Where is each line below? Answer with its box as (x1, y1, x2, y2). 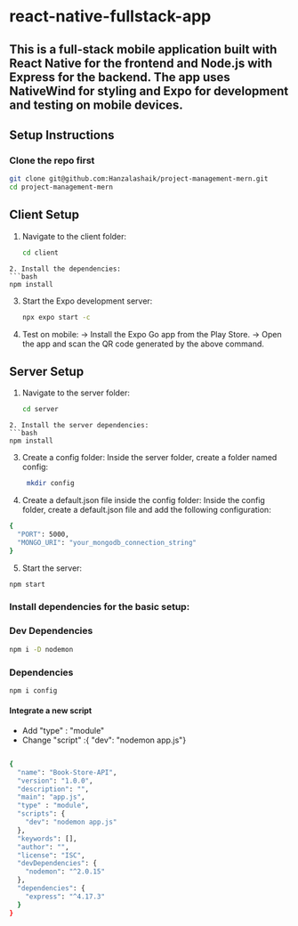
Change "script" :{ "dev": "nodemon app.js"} (21, 735, 187, 745)
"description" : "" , (17, 784, 90, 793)
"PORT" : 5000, (17, 530, 69, 540)
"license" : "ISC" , (17, 850, 86, 860)
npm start (9, 580, 46, 589)
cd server (21, 405, 60, 414)
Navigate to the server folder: (21, 387, 131, 398)
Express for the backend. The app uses (9, 69, 231, 85)
